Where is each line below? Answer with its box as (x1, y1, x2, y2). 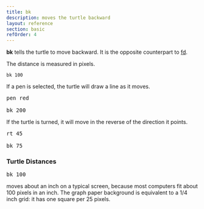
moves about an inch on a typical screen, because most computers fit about (6, 183, 198, 190)
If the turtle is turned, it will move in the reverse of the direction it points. (6, 119, 188, 126)
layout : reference (6, 20, 53, 26)
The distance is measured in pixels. (6, 61, 96, 68)
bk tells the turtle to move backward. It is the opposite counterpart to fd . (6, 48, 188, 56)
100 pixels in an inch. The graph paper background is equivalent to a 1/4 (6, 189, 188, 196)
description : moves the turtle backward (6, 15, 111, 21)
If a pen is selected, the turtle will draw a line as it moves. (6, 83, 151, 90)
